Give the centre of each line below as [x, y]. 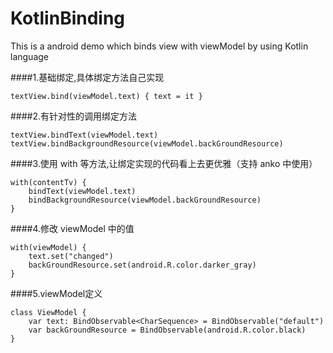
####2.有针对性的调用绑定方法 [74, 116]
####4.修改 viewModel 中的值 [72, 228]
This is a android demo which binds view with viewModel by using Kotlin [159, 46]
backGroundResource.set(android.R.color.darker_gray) [142, 265]
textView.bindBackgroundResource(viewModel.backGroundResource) [147, 143]
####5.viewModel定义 [56, 293]
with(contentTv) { [48, 182]
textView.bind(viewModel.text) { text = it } [106, 96]
